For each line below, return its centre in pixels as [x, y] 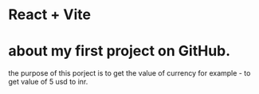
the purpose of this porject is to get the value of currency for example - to [129, 73]
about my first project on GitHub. [120, 51]
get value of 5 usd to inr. [48, 82]
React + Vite [50, 15]
